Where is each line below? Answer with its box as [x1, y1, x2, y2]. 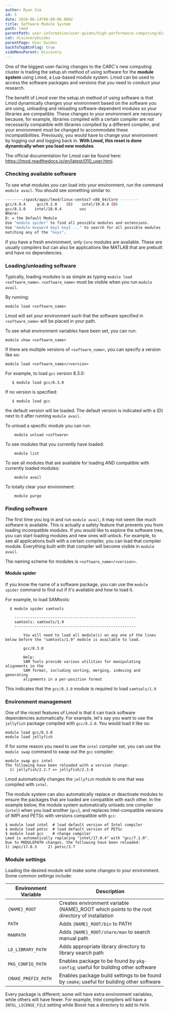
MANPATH [8, 932, 26, 938]
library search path [59, 949, 104, 957]
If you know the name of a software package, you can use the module [5, 581, 148, 587]
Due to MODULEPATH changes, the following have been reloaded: [5, 840, 141, 845]
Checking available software [5, 170, 76, 177]
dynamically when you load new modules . [5, 143, 95, 149]
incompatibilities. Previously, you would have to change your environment [5, 132, 158, 138]
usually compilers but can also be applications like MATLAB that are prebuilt [5, 244, 162, 250]
